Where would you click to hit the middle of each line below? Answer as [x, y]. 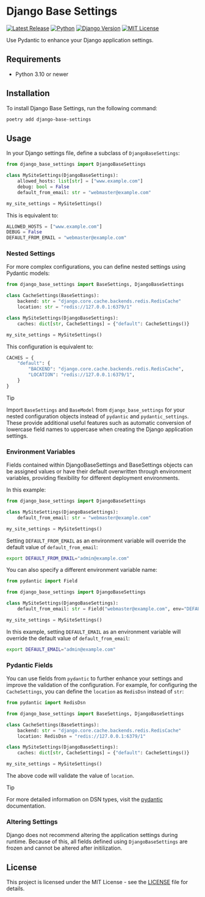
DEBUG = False [24, 232]
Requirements [34, 59]
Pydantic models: [28, 273]
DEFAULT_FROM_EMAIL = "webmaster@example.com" [67, 238]
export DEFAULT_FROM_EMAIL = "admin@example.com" [68, 558]
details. [16, 888]
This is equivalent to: [33, 215]
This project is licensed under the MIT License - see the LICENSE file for [97, 882]
